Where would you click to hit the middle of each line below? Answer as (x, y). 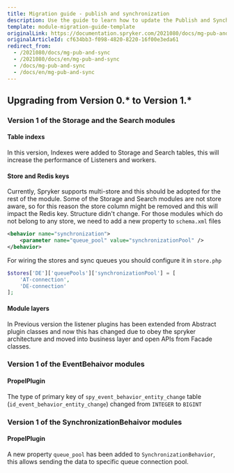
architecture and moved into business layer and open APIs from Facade (110, 339)
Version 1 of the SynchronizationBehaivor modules (95, 422)
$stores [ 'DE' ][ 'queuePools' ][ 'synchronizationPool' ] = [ (92, 273)
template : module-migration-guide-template (71, 27)
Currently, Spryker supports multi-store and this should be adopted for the (114, 191)
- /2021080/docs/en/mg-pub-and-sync (67, 59)
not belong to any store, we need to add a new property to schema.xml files (114, 221)
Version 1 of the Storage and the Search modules (91, 120)
